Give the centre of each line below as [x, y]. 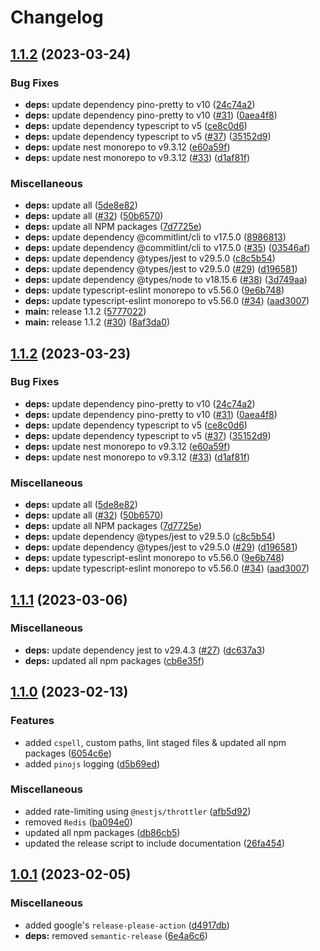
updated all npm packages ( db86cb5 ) [102, 832]
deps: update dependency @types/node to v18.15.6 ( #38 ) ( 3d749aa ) [166, 280]
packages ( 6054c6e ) [68, 753]
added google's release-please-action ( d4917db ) [127, 925]
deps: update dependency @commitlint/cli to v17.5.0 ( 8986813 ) [155, 237]
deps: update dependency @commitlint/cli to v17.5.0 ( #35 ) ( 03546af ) [167, 248]
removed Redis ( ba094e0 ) [78, 822]
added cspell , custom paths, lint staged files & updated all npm [155, 742]
